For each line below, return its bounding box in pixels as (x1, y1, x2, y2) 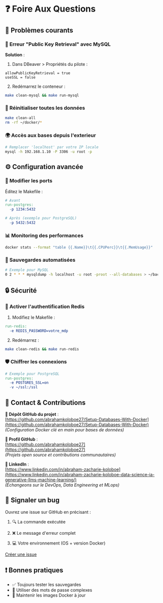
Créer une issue (5, 551, 37, 557)
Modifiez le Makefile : (12, 314, 55, 320)
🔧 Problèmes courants (5, 26, 74, 34)
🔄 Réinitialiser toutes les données (5, 104, 85, 111)
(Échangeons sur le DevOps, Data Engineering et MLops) (5, 482, 120, 488)
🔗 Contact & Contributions (5, 398, 86, 407)
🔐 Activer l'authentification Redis (5, 303, 85, 310)
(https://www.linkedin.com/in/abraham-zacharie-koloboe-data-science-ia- (5, 472, 155, 478)
